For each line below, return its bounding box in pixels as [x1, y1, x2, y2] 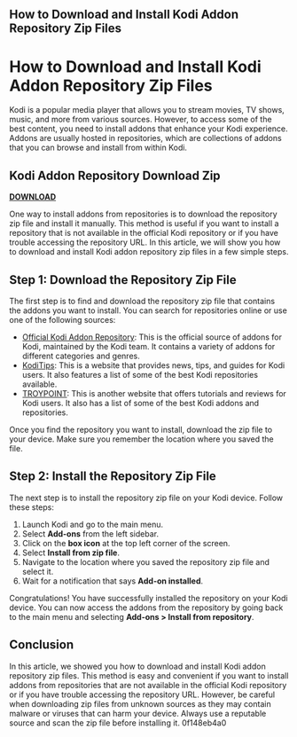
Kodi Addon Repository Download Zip [9, 168, 221, 183]
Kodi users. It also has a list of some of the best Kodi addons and [21, 397, 260, 408]
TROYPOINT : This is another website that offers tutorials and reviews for [21, 388, 286, 398]
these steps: [9, 501, 55, 513]
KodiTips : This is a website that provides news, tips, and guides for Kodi [21, 359, 285, 371]
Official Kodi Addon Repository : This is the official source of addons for [21, 332, 282, 342]
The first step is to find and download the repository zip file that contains [9, 295, 276, 306]
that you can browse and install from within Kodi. [9, 142, 188, 153]
